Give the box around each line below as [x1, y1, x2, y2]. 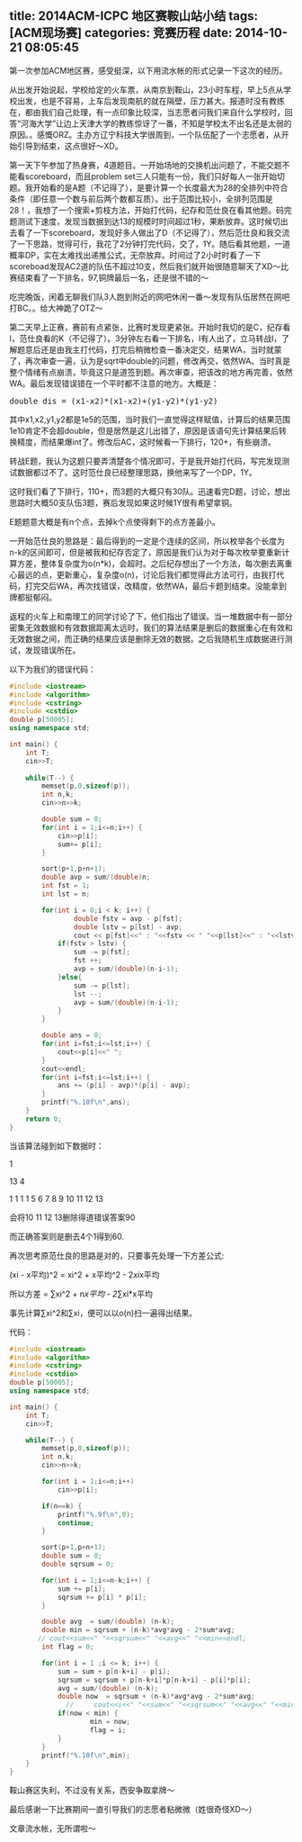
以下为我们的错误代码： [9, 664, 96, 674]
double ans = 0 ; [41, 1031, 102, 1040]
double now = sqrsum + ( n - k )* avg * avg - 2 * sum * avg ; [57, 1692, 255, 1702]
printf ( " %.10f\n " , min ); [41, 1750, 130, 1760]
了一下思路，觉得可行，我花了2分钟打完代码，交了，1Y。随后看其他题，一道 [9, 238, 290, 249]
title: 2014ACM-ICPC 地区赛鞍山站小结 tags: [9, 8, 259, 24]
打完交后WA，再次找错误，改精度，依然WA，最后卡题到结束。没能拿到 [24, 580, 288, 591]
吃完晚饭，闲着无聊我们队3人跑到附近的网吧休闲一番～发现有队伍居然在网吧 [9, 291, 290, 302]
